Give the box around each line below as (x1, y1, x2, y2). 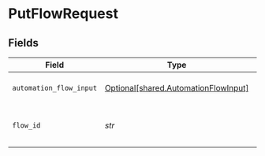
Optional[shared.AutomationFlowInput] (104, 83, 249, 93)
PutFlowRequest (8, 5, 118, 23)
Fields (8, 36, 39, 50)
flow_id (12, 121, 41, 130)
